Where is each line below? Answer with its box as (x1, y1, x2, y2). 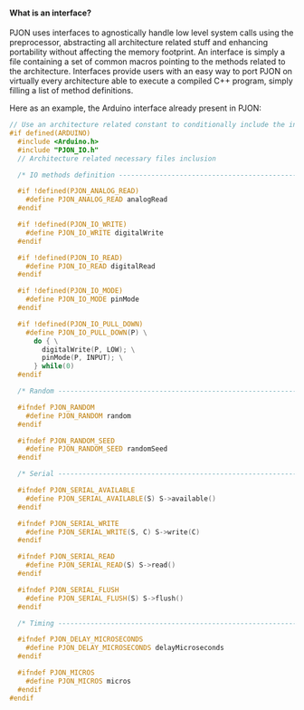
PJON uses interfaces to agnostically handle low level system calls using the (9, 27, 294, 38)
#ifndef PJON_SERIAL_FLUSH (17, 585, 119, 594)
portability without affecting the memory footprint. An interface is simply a (9, 46, 286, 58)
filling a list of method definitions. (9, 85, 134, 96)
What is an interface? (9, 7, 92, 18)
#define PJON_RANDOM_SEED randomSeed (25, 444, 168, 453)
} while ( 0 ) (33, 362, 75, 371)
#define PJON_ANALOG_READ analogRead (25, 195, 168, 204)
